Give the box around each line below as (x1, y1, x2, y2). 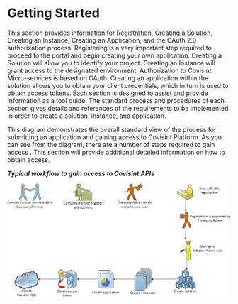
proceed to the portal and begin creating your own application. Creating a (7, 51, 222, 60)
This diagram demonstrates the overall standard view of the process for (7, 125, 217, 134)
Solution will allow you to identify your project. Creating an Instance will (7, 58, 216, 67)
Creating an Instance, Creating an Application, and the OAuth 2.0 (7, 36, 197, 44)
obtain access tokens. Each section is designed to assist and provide (7, 89, 209, 97)
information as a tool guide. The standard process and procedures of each (7, 96, 225, 104)
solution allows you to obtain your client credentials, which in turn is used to (7, 81, 229, 89)
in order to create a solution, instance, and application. (7, 112, 166, 120)
